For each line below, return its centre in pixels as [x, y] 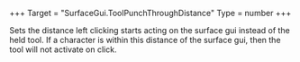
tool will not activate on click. [63, 49]
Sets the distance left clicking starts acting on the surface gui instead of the [150, 30]
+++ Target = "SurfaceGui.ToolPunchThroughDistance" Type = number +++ [150, 13]
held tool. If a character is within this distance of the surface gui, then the [145, 40]
